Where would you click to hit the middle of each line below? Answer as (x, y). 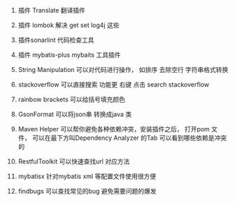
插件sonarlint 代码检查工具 (56, 40)
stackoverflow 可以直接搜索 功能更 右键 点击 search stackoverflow (113, 85)
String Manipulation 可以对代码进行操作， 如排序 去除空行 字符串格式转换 (123, 70)
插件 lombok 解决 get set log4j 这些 (69, 25)
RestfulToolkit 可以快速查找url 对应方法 (74, 161)
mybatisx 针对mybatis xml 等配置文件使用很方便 (87, 176)
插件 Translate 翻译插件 (52, 10)
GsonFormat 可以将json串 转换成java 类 (75, 114)
